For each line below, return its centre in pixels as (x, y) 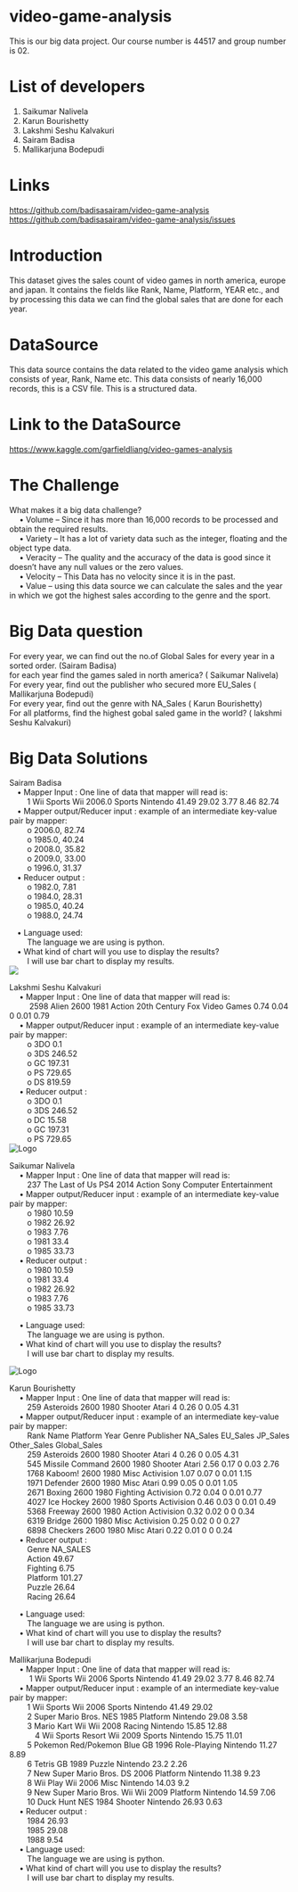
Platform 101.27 (54, 1578)
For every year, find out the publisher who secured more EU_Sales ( (133, 684)
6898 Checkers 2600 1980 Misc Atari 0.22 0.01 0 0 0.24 (129, 1531)
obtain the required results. (59, 529)
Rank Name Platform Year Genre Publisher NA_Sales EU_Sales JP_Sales (158, 1436)
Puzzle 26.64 (51, 1587)
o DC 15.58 (46, 1120)
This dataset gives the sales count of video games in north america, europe (148, 280)
